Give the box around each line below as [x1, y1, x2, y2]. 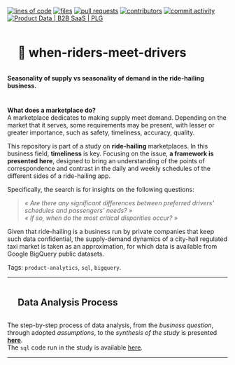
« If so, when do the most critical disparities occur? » [24, 214, 178, 222]
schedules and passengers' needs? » [24, 207, 133, 215]
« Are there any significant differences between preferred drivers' [24, 199, 215, 207]
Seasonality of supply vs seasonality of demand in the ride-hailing [7, 74, 205, 82]
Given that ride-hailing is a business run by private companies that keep [7, 228, 215, 236]
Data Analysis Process [17, 296, 118, 308]
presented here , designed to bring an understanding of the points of [7, 157, 205, 165]
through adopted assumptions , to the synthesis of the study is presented [7, 328, 218, 336]
